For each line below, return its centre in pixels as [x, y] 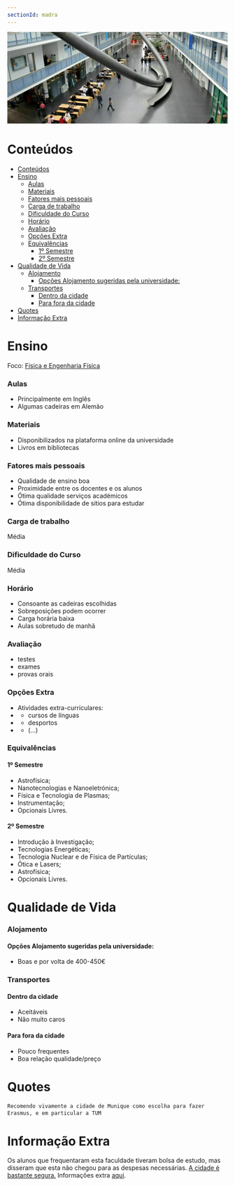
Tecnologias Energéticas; [54, 849]
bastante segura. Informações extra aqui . [67, 1175]
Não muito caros [41, 1019]
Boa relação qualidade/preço [59, 1058]
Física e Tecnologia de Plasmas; [64, 795]
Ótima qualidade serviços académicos [72, 496]
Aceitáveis [32, 1012]
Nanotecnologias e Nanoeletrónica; [68, 788]
